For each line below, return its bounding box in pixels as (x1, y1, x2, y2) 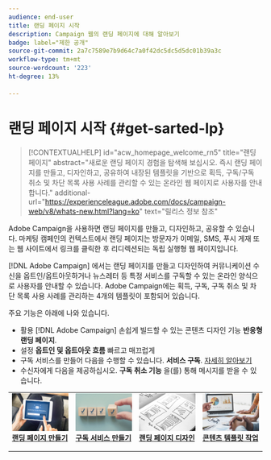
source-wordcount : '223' (8, 64, 92, 73)
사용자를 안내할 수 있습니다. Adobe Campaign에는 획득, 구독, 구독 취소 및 (16, 280, 248, 290)
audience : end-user (8, 13, 74, 21)
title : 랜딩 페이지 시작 (8, 21, 81, 30)
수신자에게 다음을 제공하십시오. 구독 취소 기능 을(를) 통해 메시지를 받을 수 (19, 365, 248, 375)
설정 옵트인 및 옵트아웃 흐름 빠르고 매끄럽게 (19, 345, 156, 354)
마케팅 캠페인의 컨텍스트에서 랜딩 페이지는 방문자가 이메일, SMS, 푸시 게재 (19, 234, 252, 243)
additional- (54, 188, 91, 197)
